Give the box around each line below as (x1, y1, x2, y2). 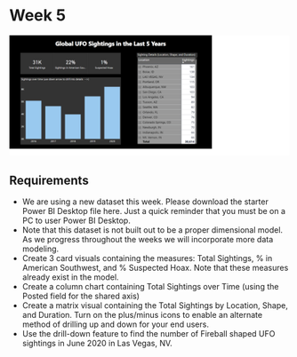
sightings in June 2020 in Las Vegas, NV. (21, 338, 173, 349)
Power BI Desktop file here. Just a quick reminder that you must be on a (21, 206, 286, 217)
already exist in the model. (21, 272, 119, 282)
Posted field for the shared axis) (21, 290, 140, 302)
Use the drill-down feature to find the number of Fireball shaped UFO (21, 329, 276, 339)
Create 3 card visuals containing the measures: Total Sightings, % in (21, 253, 273, 264)
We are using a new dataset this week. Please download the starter (21, 196, 269, 207)
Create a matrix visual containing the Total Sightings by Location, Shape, (21, 300, 289, 311)
